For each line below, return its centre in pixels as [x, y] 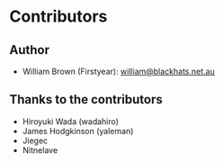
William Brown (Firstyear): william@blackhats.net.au [118, 71]
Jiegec [35, 140]
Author [29, 50]
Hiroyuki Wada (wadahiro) [71, 121]
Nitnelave [40, 149]
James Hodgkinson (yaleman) [78, 131]
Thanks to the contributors [86, 100]
